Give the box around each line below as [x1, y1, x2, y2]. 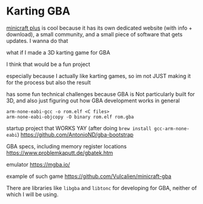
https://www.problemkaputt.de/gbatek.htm [6, 149, 113, 156]
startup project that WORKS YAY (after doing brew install [6, 124, 151, 131]
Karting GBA [6, 4, 71, 18]
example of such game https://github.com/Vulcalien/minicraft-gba [6, 173, 171, 180]
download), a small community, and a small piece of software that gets [6, 30, 183, 38]
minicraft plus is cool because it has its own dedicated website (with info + [6, 24, 193, 31]
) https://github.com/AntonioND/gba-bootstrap [17, 131, 134, 138]
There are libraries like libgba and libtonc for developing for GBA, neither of [6, 184, 197, 191]
